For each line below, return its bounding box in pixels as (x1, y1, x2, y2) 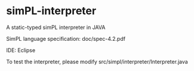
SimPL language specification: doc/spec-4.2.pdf (6, 35, 126, 42)
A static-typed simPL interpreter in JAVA (6, 24, 106, 31)
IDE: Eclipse (6, 46, 36, 54)
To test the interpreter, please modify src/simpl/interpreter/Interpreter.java (6, 58, 188, 65)
